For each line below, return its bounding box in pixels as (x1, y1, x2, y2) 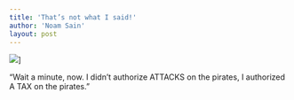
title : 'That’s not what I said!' (9, 12, 138, 22)
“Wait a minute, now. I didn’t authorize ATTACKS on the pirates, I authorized (9, 72, 286, 82)
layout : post (9, 29, 58, 38)
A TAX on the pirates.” (9, 81, 91, 92)
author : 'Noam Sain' (9, 21, 86, 30)
